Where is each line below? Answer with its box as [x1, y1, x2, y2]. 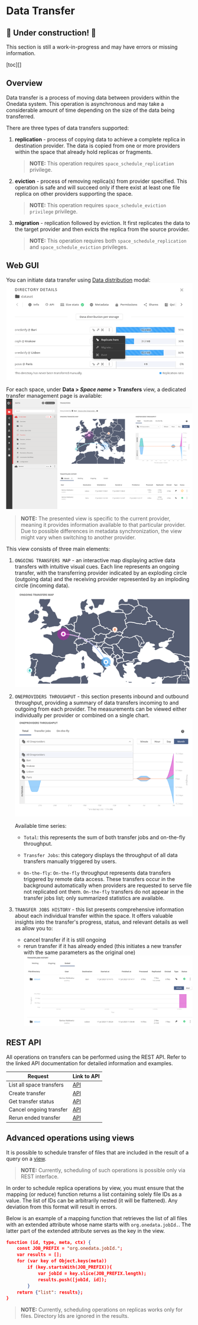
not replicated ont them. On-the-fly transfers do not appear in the [23, 888, 184, 895]
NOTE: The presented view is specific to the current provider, [20, 515, 171, 522]
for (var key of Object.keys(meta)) [17, 1258, 108, 1264]
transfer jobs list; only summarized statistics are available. [23, 894, 165, 901]
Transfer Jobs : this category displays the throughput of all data [23, 851, 178, 859]
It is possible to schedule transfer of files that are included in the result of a [6, 1149, 189, 1156]
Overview [6, 78, 43, 88]
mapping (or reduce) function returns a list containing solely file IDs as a [6, 1191, 182, 1198]
